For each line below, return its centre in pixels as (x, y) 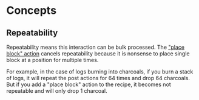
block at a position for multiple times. (52, 60)
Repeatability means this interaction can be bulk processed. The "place (96, 47)
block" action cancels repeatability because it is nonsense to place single (98, 54)
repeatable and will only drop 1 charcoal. (57, 91)
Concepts (31, 11)
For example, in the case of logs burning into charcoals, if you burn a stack (100, 72)
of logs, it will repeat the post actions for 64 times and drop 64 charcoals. (98, 78)
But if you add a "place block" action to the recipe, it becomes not (89, 84)
